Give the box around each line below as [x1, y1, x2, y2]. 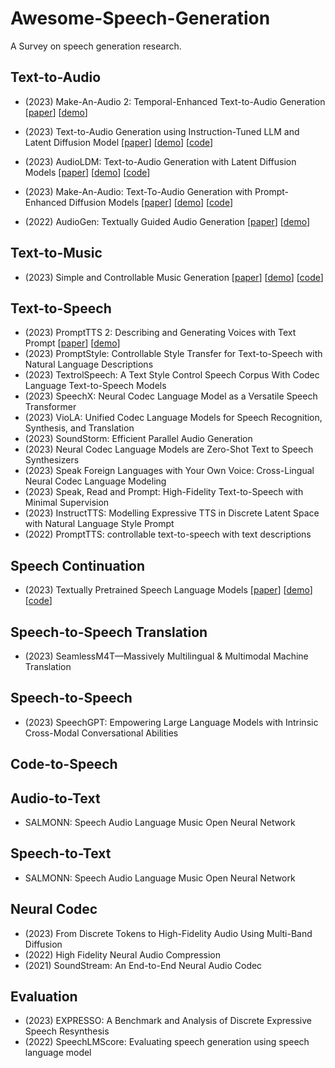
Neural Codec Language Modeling [24, 475, 167, 487]
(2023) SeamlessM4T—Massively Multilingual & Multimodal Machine [24, 650, 309, 662]
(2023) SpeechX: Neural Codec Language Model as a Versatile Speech [24, 390, 318, 402]
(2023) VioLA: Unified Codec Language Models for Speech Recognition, [24, 412, 323, 424]
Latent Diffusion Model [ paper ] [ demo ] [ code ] [24, 136, 214, 148]
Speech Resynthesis [24, 1025, 110, 1037]
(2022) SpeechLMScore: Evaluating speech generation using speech [24, 1036, 310, 1048]
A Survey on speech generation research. [10, 40, 182, 52]
